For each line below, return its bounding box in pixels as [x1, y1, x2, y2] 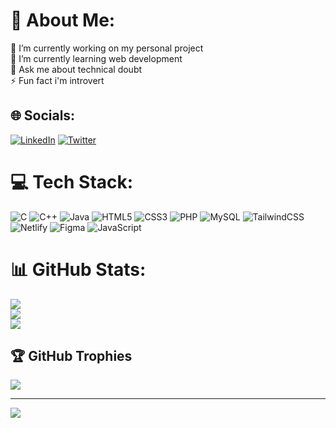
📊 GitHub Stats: [10, 258, 147, 281]
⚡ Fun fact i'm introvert [10, 74, 105, 86]
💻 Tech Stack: [10, 170, 134, 193]
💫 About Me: [10, 9, 116, 32]
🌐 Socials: [10, 107, 76, 124]
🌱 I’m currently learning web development [10, 52, 183, 64]
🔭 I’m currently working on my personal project [10, 42, 204, 54]
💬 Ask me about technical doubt [10, 63, 143, 75]
